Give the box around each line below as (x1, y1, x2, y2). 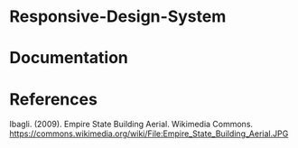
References (9, 88, 98, 109)
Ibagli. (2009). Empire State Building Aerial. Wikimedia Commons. (9, 119, 254, 130)
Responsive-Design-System (9, 6, 227, 27)
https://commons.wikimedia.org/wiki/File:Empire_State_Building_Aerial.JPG (9, 128, 289, 139)
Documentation (9, 48, 129, 69)
